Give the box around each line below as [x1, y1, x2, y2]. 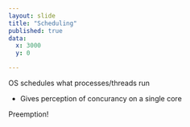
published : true [8, 27, 63, 35]
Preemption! [8, 109, 49, 119]
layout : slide [8, 11, 56, 20]
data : [8, 34, 27, 43]
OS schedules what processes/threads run [8, 78, 151, 88]
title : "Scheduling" [8, 19, 78, 27]
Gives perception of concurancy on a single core [19, 94, 183, 103]
